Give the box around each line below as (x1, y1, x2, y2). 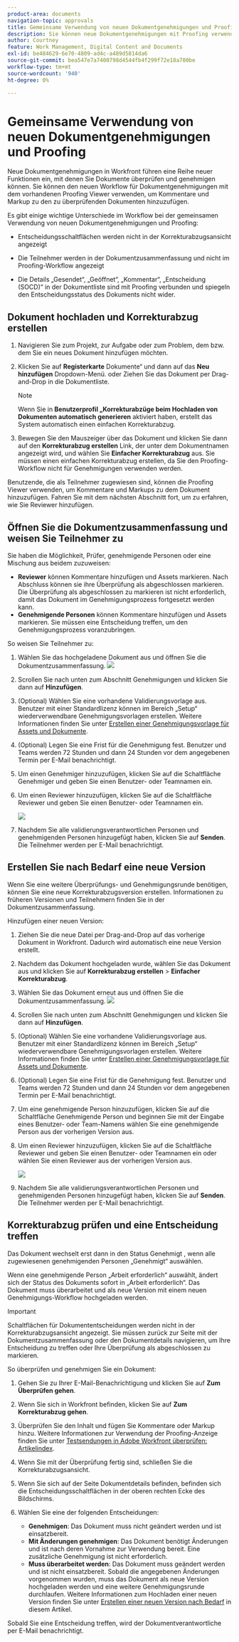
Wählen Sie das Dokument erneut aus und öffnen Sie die (17, 988, 184, 997)
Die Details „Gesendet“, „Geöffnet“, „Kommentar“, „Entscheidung (17, 275, 206, 284)
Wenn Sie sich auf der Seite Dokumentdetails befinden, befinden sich (17, 1479, 222, 1488)
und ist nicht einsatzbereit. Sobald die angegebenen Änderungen (28, 1567, 220, 1576)
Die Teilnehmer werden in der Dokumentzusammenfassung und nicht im (17, 254, 230, 263)
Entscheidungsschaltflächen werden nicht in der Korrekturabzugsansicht (17, 233, 231, 241)
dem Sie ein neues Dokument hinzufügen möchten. (17, 349, 169, 357)
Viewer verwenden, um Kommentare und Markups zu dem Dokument (7, 485, 211, 494)
